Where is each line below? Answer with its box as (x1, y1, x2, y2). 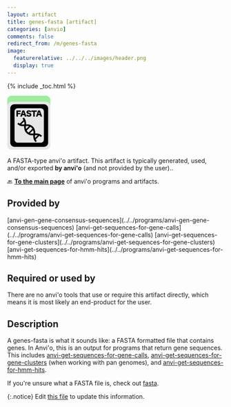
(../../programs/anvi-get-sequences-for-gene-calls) (7, 230, 154, 239)
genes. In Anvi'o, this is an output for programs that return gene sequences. (7, 344, 223, 352)
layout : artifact (7, 11, 57, 18)
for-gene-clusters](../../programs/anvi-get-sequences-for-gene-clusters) (7, 238, 215, 246)
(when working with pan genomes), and (48, 359, 162, 367)
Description (7, 318, 59, 330)
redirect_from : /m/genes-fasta (7, 40, 97, 48)
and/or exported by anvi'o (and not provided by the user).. (7, 163, 174, 172)
